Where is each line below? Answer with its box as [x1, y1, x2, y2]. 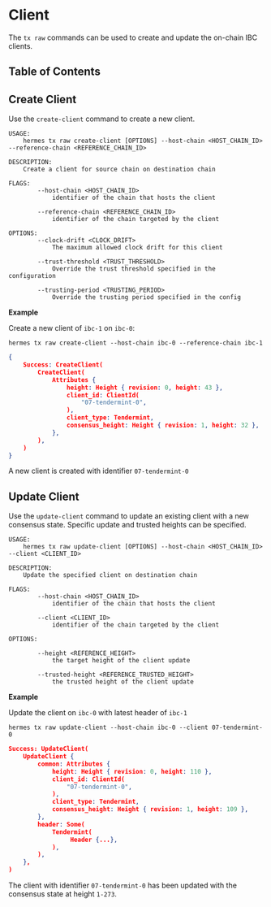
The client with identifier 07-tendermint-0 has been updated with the [8, 880, 238, 891]
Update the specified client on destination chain [23, 571, 198, 579]
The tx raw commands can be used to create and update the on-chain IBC [8, 33, 258, 42]
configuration [8, 272, 57, 280]
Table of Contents [8, 65, 101, 79]
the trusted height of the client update [51, 678, 195, 686]
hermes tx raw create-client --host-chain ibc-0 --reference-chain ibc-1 [8, 339, 264, 347]
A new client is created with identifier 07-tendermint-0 [8, 466, 189, 476]
